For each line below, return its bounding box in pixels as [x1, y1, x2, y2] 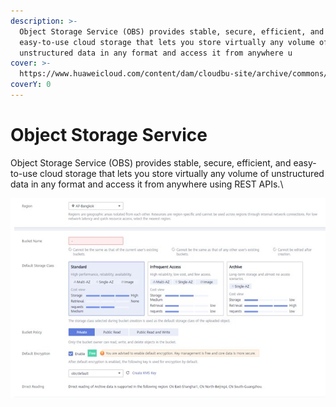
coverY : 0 [10, 80, 52, 90]
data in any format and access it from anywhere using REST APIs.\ [10, 178, 284, 190]
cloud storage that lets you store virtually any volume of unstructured [39, 167, 325, 179]
